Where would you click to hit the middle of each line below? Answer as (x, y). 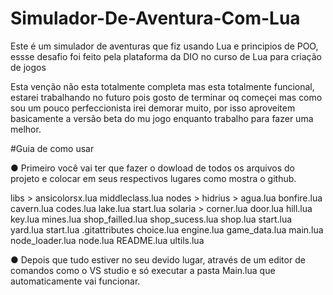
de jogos (28, 67)
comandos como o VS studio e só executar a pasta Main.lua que (143, 270)
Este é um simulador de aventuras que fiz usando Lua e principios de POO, (164, 46)
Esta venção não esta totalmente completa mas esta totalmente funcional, (162, 86)
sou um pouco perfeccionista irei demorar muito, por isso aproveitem (153, 108)
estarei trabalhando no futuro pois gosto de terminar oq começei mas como (166, 97)
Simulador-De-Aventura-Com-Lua (155, 18)
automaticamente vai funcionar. (75, 281)
